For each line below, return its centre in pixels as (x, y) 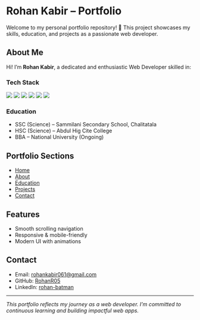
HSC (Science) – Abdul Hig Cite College (63, 131)
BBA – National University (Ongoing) (59, 137)
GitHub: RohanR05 (37, 281)
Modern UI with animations (48, 241)
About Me (25, 53)
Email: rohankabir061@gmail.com (56, 274)
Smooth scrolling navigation (49, 228)
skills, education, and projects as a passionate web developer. (82, 33)
